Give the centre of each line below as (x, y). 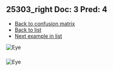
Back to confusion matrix (44, 23)
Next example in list (38, 36)
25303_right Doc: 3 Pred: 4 (57, 10)
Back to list (28, 30)
